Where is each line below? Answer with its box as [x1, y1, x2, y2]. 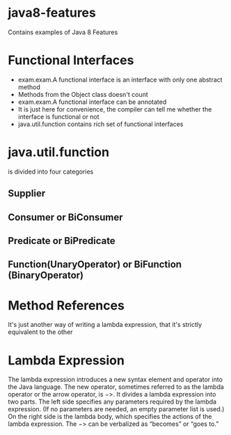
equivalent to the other [8, 328, 73, 336]
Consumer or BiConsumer [8, 211, 124, 223]
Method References [8, 298, 125, 313]
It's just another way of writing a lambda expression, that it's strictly [8, 321, 202, 329]
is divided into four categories [8, 167, 94, 176]
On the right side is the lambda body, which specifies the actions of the [8, 413, 212, 421]
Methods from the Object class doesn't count [17, 90, 148, 98]
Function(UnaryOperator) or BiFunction [8, 259, 182, 270]
